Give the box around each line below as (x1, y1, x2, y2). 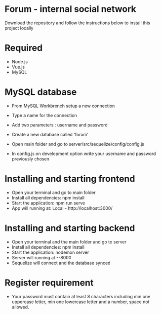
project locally (4, 25, 34, 31)
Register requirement (4, 277, 94, 288)
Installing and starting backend (4, 222, 135, 234)
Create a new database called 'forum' (11, 131, 88, 137)
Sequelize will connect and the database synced (11, 260, 111, 266)
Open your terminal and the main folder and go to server (11, 238, 127, 245)
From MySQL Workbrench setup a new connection (11, 103, 115, 109)
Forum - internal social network (4, 3, 136, 15)
